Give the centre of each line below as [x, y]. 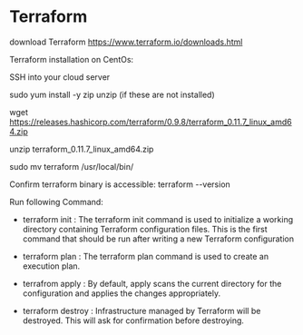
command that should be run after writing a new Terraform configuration [158, 239]
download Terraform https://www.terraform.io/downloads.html [126, 42]
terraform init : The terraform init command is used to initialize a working [157, 219]
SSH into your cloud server [60, 77]
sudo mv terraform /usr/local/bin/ [72, 166]
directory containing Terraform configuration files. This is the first [145, 229]
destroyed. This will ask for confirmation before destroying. [133, 320]
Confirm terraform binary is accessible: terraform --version [120, 184]
